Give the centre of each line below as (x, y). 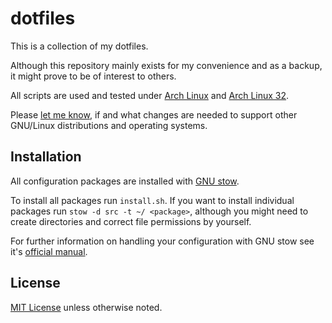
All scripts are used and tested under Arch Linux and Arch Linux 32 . (150, 95)
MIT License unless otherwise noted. (86, 307)
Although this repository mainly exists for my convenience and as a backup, (166, 65)
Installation (46, 157)
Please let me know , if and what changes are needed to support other (154, 114)
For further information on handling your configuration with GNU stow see (162, 241)
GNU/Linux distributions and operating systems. (109, 125)
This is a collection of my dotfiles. (79, 46)
